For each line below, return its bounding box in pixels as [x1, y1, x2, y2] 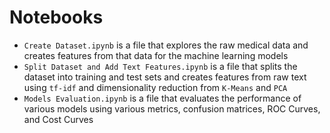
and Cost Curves [23, 113, 94, 125]
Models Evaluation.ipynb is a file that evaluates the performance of [23, 92, 302, 104]
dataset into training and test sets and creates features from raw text [23, 71, 307, 83]
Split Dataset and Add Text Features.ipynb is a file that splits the [23, 60, 298, 72]
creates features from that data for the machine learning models [23, 49, 289, 61]
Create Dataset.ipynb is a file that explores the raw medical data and [23, 39, 309, 51]
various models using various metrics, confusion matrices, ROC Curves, [23, 102, 321, 115]
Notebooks [9, 6, 104, 29]
